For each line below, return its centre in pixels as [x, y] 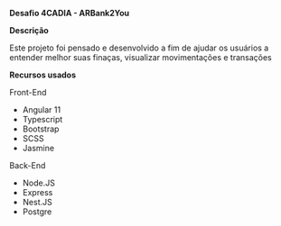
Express [37, 192]
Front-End [28, 92]
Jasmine [38, 148]
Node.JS [39, 183]
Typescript [42, 119]
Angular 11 [42, 110]
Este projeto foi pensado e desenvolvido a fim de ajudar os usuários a [139, 48]
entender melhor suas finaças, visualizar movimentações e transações [141, 57]
